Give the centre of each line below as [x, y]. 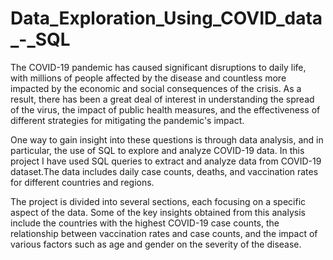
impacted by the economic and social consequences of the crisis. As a [156, 88]
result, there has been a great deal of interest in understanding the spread [162, 99]
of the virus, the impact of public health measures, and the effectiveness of [165, 109]
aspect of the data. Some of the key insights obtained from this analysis [158, 212]
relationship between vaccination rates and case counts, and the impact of [164, 233]
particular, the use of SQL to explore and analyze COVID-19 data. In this [157, 150]
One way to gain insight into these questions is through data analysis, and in [167, 139]
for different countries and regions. [82, 182]
